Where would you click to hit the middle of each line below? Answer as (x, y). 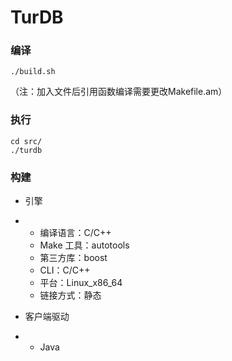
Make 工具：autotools (84, 245)
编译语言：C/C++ (75, 233)
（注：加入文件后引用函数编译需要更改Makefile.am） (119, 92)
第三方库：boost (73, 258)
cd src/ (26, 141)
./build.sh (33, 72)
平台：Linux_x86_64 (81, 283)
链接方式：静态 (70, 295)
